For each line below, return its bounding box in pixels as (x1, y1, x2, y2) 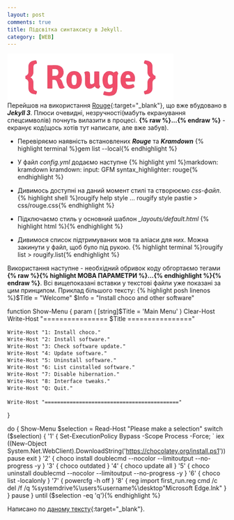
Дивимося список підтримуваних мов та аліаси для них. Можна (17, 236, 209, 244)
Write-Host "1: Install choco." (7, 329, 101, 336)
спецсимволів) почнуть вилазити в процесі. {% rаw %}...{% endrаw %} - (7, 116, 226, 125)
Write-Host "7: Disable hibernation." (7, 371, 120, 378)
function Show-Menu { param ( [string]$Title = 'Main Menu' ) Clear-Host (7, 307, 215, 315)
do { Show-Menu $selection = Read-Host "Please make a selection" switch (7, 424, 223, 433)
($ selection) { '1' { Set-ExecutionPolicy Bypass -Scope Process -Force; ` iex (7, 432, 225, 440)
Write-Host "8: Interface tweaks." (7, 378, 111, 385)
